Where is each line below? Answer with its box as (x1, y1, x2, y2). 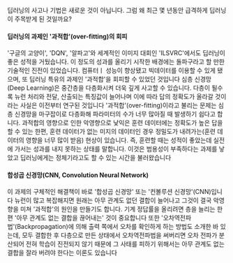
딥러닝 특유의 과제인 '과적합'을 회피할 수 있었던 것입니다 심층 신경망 (29, 75, 211, 84)
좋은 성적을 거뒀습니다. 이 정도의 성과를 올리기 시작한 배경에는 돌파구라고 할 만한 (7, 58, 225, 66)
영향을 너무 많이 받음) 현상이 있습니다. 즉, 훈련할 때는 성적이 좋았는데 (25, 136, 212, 144)
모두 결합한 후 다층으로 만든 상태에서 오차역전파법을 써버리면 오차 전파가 (22, 231, 218, 239)
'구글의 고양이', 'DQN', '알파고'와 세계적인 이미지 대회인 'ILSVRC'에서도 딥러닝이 (7, 49, 225, 57)
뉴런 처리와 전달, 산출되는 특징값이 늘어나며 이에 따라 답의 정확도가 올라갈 (14, 93, 214, 101)
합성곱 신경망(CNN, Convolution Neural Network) (7, 170, 149, 179)
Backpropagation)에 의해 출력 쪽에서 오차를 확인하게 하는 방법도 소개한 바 (17, 223, 219, 231)
